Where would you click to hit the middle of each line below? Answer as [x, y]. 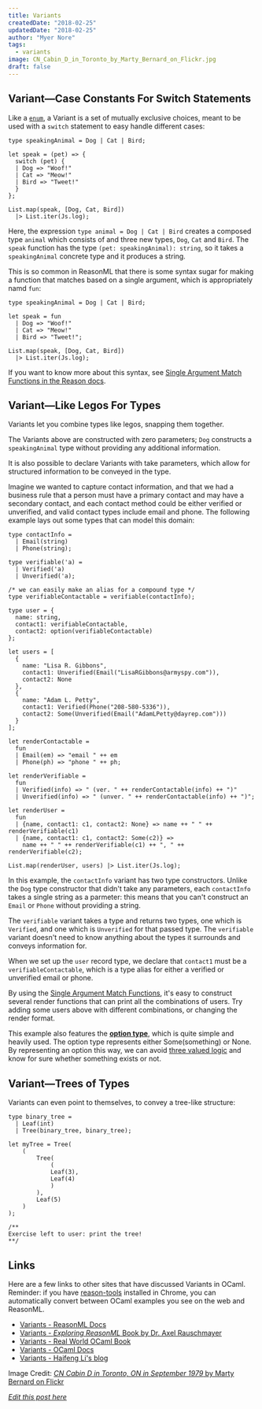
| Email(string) [42, 542]
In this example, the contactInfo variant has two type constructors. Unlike [128, 880]
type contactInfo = [40, 535]
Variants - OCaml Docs [57, 1350]
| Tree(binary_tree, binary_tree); [74, 1131]
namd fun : [25, 288]
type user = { [31, 611]
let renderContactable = [49, 742]
